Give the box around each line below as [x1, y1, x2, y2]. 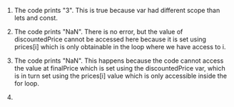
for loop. [14, 79, 39, 88]
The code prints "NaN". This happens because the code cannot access [14, 56, 224, 65]
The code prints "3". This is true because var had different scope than [14, 6, 220, 14]
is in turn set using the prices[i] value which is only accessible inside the [14, 71, 227, 80]
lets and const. [14, 14, 58, 22]
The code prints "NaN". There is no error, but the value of [14, 28, 183, 36]
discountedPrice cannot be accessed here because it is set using [14, 35, 207, 44]
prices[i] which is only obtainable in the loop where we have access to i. [14, 43, 226, 51]
